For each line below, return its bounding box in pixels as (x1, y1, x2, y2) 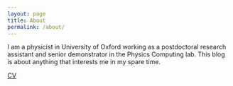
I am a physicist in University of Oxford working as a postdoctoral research (7, 43, 227, 51)
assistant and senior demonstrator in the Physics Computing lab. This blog (7, 50, 225, 59)
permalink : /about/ (7, 23, 65, 30)
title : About (7, 17, 46, 24)
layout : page (7, 10, 46, 18)
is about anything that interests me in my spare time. (7, 58, 161, 66)
